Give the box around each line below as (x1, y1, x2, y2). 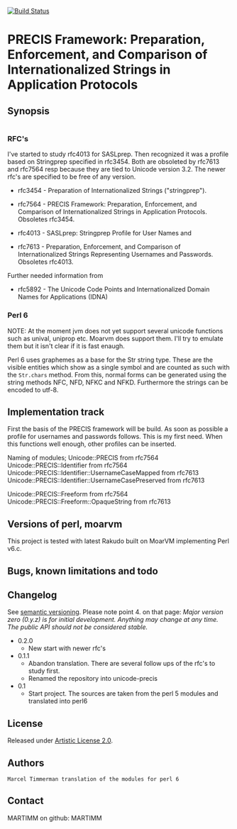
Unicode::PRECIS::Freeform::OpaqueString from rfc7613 (7, 497, 172, 506)
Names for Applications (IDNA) (17, 293, 109, 301)
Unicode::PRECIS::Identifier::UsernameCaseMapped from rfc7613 (7, 469, 199, 477)
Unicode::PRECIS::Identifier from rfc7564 (7, 461, 128, 469)
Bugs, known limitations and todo (7, 564, 158, 577)
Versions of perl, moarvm (7, 518, 123, 530)
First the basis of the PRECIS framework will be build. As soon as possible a (7, 425, 228, 433)
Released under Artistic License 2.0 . (7, 736, 114, 745)
